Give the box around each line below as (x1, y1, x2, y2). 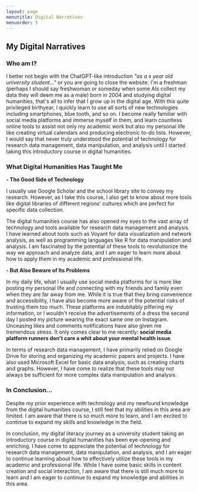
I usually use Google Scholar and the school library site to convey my (6, 187, 174, 195)
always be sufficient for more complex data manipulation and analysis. (6, 372, 177, 379)
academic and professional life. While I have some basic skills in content (6, 461, 181, 468)
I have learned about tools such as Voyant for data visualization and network (6, 230, 192, 237)
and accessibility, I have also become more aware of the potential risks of (6, 297, 184, 304)
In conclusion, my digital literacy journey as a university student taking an (6, 429, 184, 437)
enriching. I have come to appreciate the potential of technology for (6, 442, 170, 449)
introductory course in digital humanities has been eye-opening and (6, 436, 171, 443)
